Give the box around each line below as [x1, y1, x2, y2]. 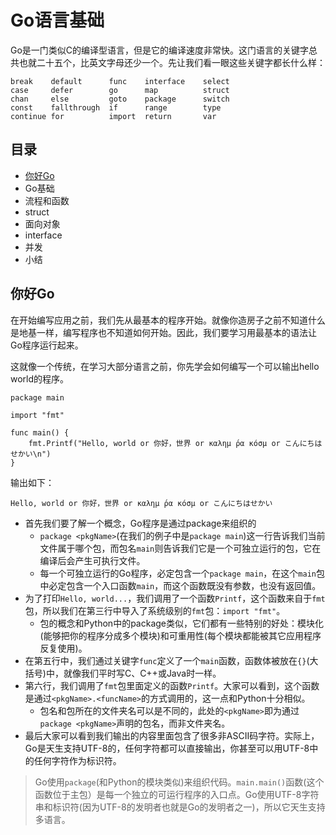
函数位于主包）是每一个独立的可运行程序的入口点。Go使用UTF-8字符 [34, 788, 320, 800]
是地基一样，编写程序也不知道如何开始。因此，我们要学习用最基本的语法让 [10, 326, 317, 338]
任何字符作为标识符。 [33, 754, 122, 766]
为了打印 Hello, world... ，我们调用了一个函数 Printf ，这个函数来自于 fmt [24, 592, 326, 604]
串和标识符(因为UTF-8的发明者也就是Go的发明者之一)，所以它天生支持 [34, 801, 326, 813]
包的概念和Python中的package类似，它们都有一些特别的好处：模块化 [39, 617, 324, 629]
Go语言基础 [10, 9, 105, 32]
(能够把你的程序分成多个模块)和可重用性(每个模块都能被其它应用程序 [39, 629, 322, 641]
